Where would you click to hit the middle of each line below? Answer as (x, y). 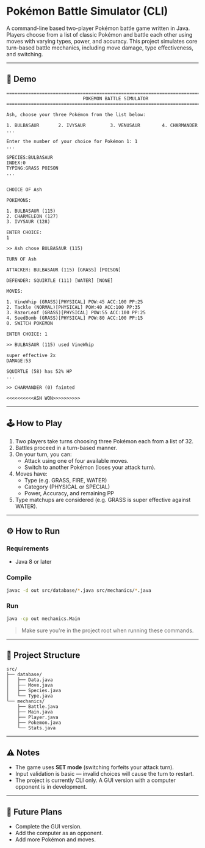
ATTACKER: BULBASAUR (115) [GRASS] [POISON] (64, 270)
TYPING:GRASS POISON (33, 168)
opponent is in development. (51, 787)
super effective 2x (31, 355)
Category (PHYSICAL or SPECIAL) (67, 487)
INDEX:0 (16, 163)
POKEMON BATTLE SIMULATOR (116, 98)
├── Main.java (35, 712)
